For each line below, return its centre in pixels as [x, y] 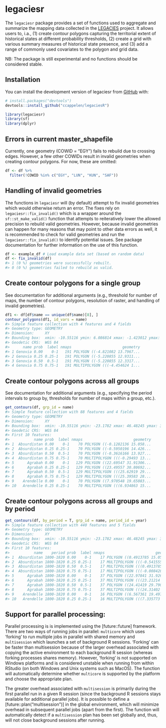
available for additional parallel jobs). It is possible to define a [67, 699]
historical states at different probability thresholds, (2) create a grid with [78, 39]
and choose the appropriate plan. [39, 679]
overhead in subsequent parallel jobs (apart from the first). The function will [82, 710]
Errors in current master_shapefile [59, 139]
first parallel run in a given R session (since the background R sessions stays [83, 694]
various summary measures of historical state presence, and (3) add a [77, 44]
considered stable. [24, 64]
